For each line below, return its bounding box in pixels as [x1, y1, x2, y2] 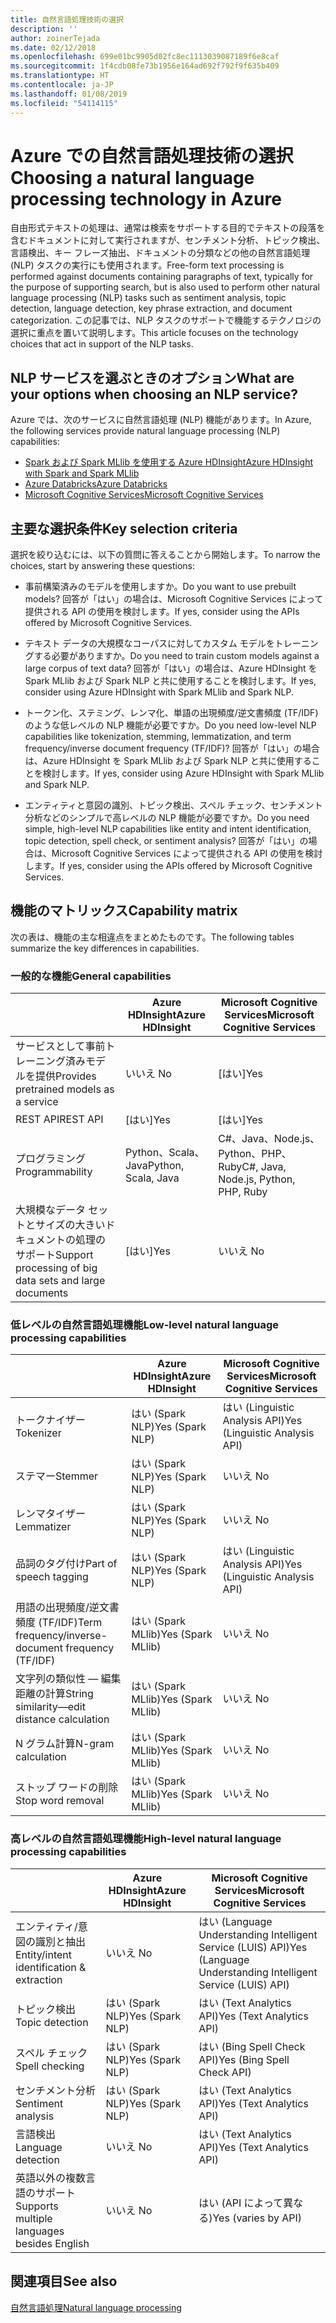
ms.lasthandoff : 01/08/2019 [10, 89, 128, 99]
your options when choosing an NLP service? [10, 386, 299, 403]
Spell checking [15, 2059, 85, 2073]
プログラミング [15, 1152, 87, 1166]
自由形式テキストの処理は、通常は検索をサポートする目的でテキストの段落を [10, 222, 326, 234]
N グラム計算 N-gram [15, 1737, 115, 1751]
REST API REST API [15, 1112, 104, 1126]
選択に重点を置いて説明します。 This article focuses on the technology [10, 327, 299, 339]
